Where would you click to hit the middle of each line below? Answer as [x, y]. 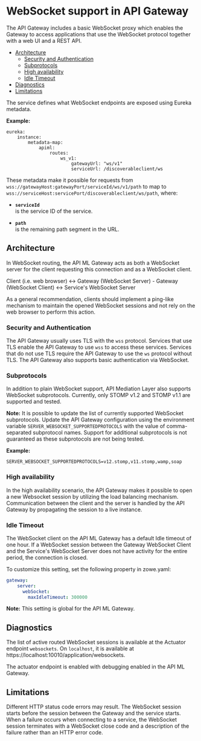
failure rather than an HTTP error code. [55, 733]
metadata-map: [46, 142]
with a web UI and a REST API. [44, 40]
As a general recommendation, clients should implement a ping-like [90, 299]
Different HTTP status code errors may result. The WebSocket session [94, 707]
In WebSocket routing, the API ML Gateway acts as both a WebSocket [93, 263]
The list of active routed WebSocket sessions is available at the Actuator [96, 642]
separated [19, 433]
